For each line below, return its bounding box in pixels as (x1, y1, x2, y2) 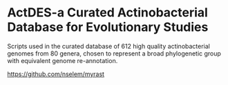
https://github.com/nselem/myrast (7, 70, 105, 78)
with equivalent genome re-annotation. (7, 56, 118, 64)
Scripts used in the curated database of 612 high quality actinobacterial (7, 42, 211, 50)
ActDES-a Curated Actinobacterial (7, 5, 209, 21)
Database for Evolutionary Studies (7, 19, 209, 35)
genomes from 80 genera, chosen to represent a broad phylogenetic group (7, 49, 221, 58)
